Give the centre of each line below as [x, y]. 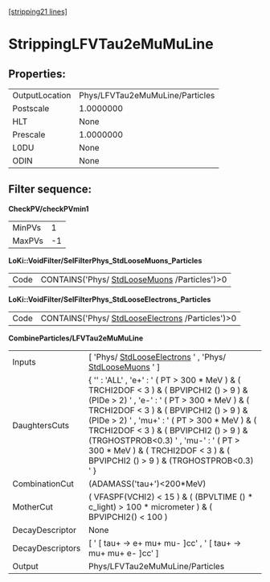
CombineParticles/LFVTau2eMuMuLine [76, 338]
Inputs [24, 361]
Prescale [29, 134]
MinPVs [27, 227]
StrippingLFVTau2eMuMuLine [111, 44]
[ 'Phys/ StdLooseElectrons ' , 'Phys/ [157, 357]
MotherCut [33, 506]
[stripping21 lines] [38, 12]
